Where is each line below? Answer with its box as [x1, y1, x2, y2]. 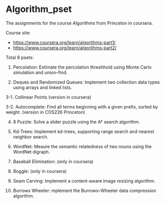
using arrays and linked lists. [13, 84, 72, 90]
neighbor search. [13, 133, 49, 139]
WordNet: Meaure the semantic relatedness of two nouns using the [13, 143, 152, 149]
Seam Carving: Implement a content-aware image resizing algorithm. [13, 177, 155, 183]
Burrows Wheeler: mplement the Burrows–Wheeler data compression [13, 187, 156, 193]
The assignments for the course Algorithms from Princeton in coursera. [6, 20, 153, 26]
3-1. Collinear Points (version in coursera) [6, 94, 92, 100]
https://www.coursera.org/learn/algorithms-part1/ [13, 39, 116, 45]
